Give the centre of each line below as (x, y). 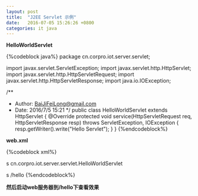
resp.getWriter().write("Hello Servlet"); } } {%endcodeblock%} (91, 129)
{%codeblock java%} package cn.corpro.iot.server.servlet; (78, 56)
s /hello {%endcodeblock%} (41, 175)
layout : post (22, 12)
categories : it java (32, 28)
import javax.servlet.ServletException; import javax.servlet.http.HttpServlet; (99, 68)
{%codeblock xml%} (32, 152)
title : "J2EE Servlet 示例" (41, 17)
